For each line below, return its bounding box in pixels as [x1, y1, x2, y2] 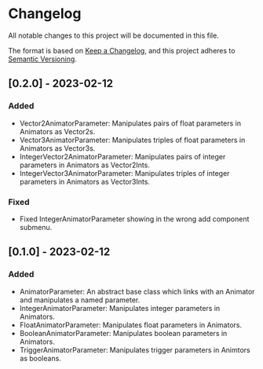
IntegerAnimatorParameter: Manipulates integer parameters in [19, 303, 221, 312]
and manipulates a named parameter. [19, 295, 141, 305]
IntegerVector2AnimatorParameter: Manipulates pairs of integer [19, 152, 226, 161]
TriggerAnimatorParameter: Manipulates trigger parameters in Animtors [19, 345, 251, 354]
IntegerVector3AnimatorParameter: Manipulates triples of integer [19, 168, 230, 177]
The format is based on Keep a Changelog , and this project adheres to [8, 46, 236, 55]
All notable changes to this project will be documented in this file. [8, 31, 220, 40]
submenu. [19, 222, 53, 232]
